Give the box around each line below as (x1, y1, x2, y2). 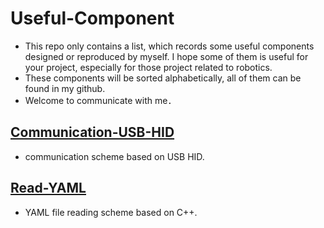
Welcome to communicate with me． (24, 94, 173, 106)
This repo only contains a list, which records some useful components (24, 40, 315, 52)
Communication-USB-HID (10, 124, 175, 141)
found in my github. (24, 82, 106, 94)
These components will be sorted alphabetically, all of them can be (24, 72, 302, 84)
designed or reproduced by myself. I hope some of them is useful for (24, 50, 309, 62)
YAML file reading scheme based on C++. (24, 206, 198, 218)
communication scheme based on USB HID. (24, 150, 205, 162)
